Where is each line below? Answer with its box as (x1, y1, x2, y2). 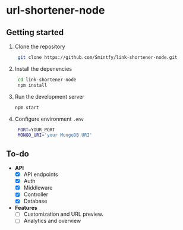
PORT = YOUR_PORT (17, 127, 55, 133)
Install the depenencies (14, 65, 72, 72)
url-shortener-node (6, 4, 105, 17)
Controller (23, 191, 49, 198)
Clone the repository (14, 43, 65, 50)
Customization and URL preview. (23, 210, 104, 218)
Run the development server (14, 93, 85, 100)
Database (23, 197, 48, 205)
